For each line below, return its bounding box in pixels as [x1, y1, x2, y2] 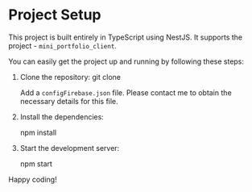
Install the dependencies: [19, 111, 105, 122]
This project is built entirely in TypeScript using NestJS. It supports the [8, 32, 243, 42]
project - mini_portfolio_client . [8, 40, 117, 50]
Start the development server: [19, 143, 120, 152]
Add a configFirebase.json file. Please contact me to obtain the [19, 87, 232, 98]
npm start [19, 159, 52, 169]
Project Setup [8, 6, 102, 24]
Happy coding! [8, 174, 58, 184]
